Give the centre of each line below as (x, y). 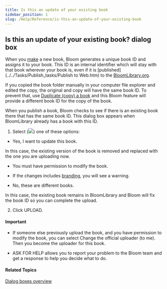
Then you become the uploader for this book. (59, 243)
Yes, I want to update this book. (45, 141)
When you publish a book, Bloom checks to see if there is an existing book (82, 111)
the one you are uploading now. (38, 156)
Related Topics (21, 270)
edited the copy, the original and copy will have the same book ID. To (76, 90)
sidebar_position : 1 (27, 15)
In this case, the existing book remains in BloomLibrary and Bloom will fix (80, 195)
